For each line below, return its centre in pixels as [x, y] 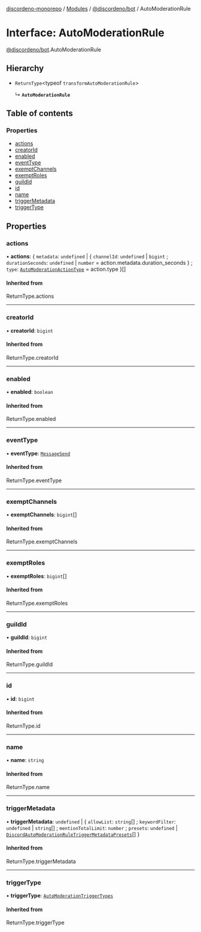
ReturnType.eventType [34, 480]
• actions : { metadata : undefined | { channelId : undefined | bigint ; [87, 256]
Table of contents [39, 113]
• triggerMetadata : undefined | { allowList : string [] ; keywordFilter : [91, 822]
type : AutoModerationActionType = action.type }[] [66, 269]
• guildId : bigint [27, 637]
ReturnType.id [23, 725]
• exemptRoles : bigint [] [36, 576]
